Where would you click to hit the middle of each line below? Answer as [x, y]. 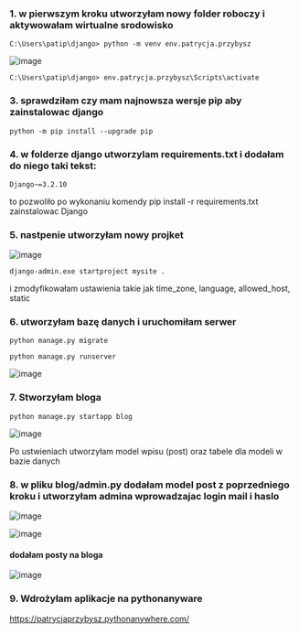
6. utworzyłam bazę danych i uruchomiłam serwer [123, 322]
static [20, 298]
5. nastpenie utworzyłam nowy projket [97, 234]
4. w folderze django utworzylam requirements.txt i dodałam [147, 154]
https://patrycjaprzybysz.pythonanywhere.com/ [100, 618]
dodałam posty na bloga [56, 554]
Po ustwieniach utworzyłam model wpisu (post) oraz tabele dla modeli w [146, 451]
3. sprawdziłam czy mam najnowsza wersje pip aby [126, 101]
